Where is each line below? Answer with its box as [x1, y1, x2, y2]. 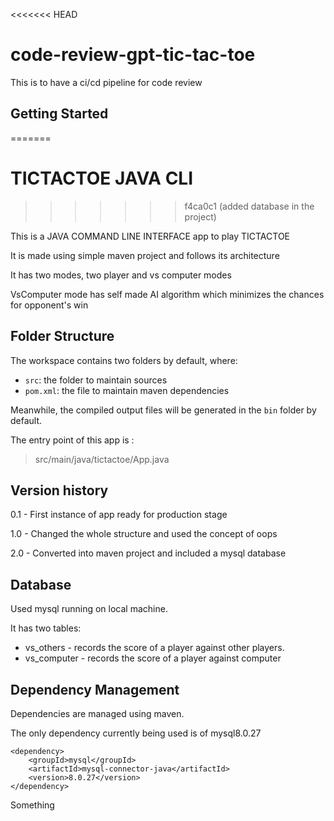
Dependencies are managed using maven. [10, 707, 185, 719]
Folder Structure [10, 328, 115, 345]
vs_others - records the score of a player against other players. [24, 642, 285, 654]
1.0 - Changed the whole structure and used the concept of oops [10, 528, 278, 540]
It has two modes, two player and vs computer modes [10, 269, 232, 281]
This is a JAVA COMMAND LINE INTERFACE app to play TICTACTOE [10, 230, 291, 242]
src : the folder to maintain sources [24, 374, 168, 386]
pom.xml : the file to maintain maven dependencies [24, 384, 230, 396]
